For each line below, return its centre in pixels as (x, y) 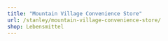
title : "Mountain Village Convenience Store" (75, 14)
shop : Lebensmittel (36, 26)
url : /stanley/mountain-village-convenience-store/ (84, 20)
